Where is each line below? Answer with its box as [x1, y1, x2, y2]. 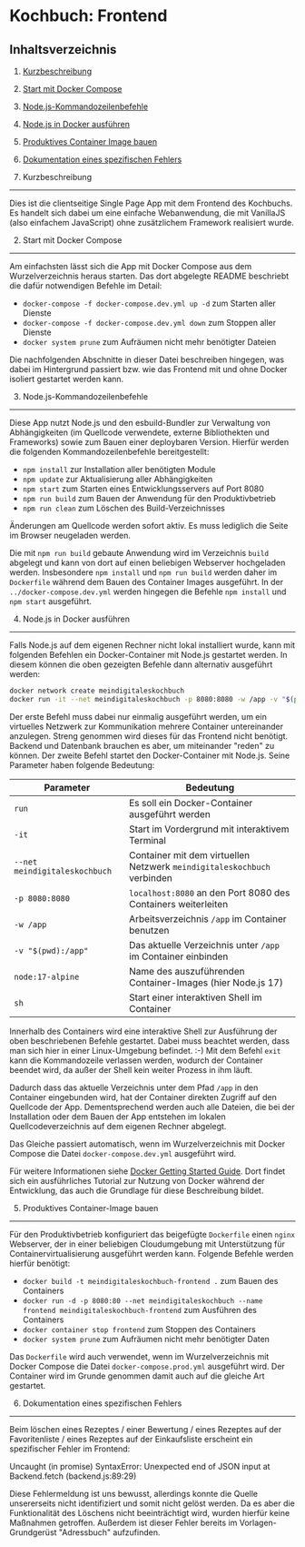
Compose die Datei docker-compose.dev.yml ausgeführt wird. [9, 1148, 237, 1158]
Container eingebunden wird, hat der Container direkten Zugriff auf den [9, 1091, 277, 1102]
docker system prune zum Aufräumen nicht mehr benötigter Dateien [22, 337, 277, 347]
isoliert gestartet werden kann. [9, 374, 124, 384]
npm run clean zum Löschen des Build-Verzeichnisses [22, 502, 225, 513]
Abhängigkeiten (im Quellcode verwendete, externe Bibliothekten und [9, 427, 270, 438]
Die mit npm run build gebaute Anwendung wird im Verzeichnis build [9, 548, 270, 558]
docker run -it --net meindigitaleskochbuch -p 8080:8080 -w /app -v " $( [9, 694, 295, 703]
